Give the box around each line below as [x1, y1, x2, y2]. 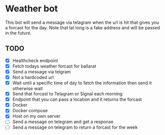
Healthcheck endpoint [12, 58, 58, 64]
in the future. [5, 30, 32, 36]
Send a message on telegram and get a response [12, 119, 114, 125]
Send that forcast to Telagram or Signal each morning [12, 91, 123, 97]
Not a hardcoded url [12, 74, 54, 80]
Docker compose [12, 108, 48, 114]
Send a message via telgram [12, 68, 71, 74]
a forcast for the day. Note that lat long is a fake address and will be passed [5, 24, 161, 30]
